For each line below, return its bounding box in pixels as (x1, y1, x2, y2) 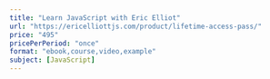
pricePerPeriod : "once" (9, 38, 100, 48)
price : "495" (9, 30, 59, 39)
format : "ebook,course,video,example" (9, 47, 156, 56)
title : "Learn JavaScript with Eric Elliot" (9, 13, 181, 23)
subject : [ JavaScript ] (9, 55, 95, 64)
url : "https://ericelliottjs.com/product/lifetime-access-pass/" (9, 22, 262, 31)
